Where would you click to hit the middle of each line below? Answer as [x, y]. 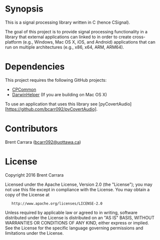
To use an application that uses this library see [51, 104]
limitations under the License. [34, 233]
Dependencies [35, 67]
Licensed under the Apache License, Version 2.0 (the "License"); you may [79, 184]
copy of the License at [27, 195]
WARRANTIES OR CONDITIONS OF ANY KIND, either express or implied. [77, 223]
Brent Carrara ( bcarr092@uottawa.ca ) [43, 142]
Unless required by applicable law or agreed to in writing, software [71, 212]
